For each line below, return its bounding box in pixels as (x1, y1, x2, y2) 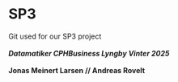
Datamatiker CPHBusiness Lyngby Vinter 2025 (8, 48, 170, 58)
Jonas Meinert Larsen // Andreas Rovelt (8, 65, 146, 75)
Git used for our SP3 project (8, 31, 102, 41)
